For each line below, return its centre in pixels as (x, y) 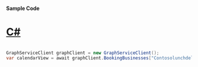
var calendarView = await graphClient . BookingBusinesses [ (79, 58)
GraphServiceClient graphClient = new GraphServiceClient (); (83, 53)
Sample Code (23, 8)
